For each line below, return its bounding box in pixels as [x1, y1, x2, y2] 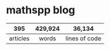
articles [9, 34, 30, 42]
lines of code [65, 34, 102, 42]
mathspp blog [6, 3, 75, 17]
